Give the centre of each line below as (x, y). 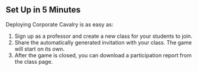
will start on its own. (39, 49)
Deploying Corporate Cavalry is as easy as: (59, 24)
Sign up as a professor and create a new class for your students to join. (103, 36)
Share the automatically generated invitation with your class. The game (103, 42)
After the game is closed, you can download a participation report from (103, 55)
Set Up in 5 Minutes (43, 10)
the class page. (34, 61)
